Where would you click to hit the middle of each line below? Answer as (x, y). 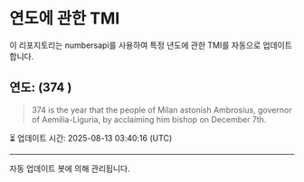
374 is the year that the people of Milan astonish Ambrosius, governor (161, 110)
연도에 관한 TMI (65, 18)
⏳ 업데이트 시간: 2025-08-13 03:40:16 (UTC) (91, 138)
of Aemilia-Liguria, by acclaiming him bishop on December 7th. (149, 119)
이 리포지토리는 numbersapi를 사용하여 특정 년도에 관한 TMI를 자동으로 (135, 45)
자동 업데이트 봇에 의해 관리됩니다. (70, 168)
